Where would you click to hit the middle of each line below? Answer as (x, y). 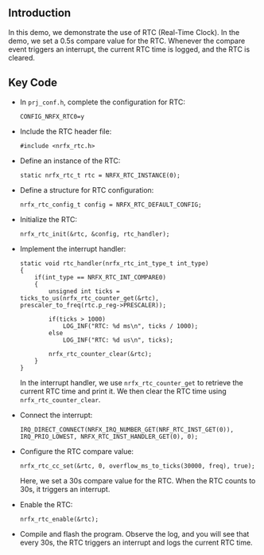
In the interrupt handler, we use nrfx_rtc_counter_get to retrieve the (132, 382)
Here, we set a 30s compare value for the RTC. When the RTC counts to (138, 480)
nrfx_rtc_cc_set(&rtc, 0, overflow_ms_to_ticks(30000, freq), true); (138, 466)
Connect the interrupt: (56, 415)
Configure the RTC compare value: (76, 451)
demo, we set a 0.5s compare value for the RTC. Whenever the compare (127, 41)
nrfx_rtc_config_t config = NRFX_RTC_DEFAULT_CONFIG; (111, 205)
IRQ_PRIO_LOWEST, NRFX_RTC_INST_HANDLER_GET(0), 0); (109, 436)
